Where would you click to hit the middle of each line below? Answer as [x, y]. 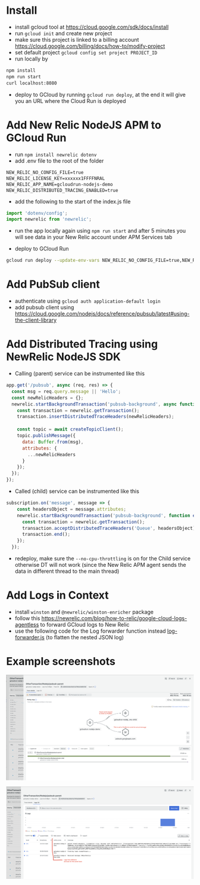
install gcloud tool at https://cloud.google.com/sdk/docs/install [92, 27]
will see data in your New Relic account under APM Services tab [93, 237]
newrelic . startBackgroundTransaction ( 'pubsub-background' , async [94, 404]
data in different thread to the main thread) [67, 571]
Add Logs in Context [57, 595]
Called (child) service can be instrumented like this [77, 491]
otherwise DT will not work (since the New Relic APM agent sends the [100, 565]
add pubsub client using [44, 307]
